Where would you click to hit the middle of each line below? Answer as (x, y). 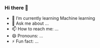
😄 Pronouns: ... (27, 36)
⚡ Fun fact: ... (25, 41)
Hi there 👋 (17, 8)
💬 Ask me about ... (30, 23)
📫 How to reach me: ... (35, 29)
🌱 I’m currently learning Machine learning (53, 18)
